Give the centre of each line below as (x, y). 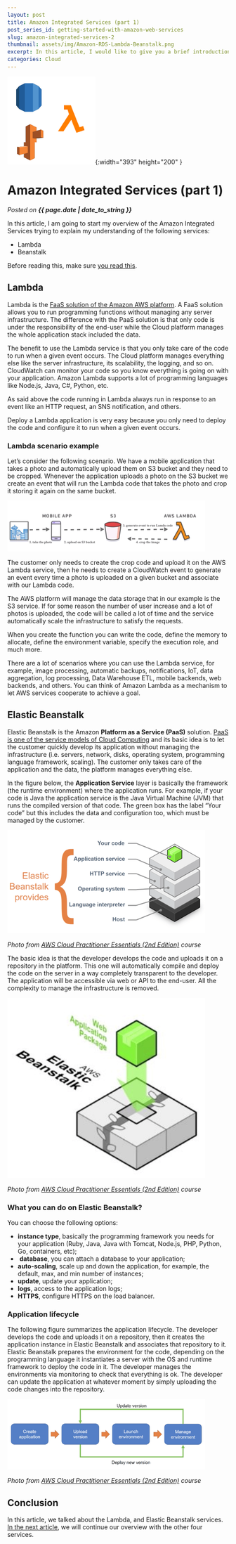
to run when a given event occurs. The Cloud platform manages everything (116, 356)
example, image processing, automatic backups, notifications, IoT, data (110, 670)
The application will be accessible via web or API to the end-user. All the (112, 980)
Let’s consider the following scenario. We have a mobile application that (111, 461)
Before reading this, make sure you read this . (72, 265)
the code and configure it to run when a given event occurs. (94, 427)
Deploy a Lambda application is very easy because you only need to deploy (117, 420)
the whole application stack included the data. (74, 335)
